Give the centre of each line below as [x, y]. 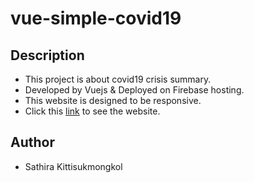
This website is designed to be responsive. [113, 100]
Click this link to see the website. [92, 111]
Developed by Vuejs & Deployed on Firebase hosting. [134, 90]
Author [32, 142]
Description [47, 55]
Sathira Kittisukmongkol [73, 166]
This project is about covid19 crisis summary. [118, 79]
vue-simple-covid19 [96, 18]
